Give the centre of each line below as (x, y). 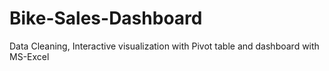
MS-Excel (29, 56)
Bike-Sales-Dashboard (106, 18)
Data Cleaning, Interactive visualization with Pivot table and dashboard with (164, 46)
